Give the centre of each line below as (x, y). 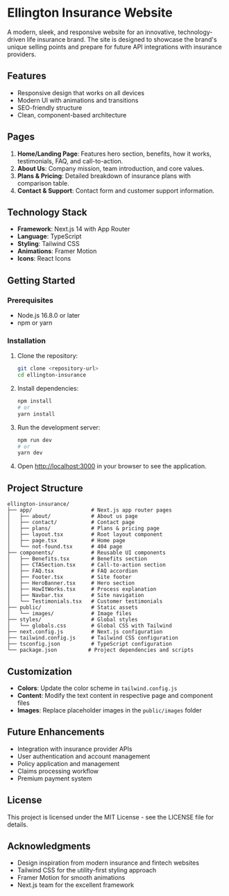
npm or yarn (35, 323)
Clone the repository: (48, 356)
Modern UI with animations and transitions (78, 100)
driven (16, 39)
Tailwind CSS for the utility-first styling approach (87, 870)
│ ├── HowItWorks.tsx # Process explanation (82, 589)
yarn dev (30, 453)
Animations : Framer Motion (57, 251)
